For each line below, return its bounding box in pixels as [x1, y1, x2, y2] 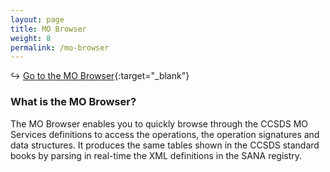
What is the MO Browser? [10, 95, 137, 109]
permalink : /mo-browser [10, 42, 110, 53]
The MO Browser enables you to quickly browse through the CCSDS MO [10, 117, 309, 130]
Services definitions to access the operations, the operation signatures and [10, 128, 320, 140]
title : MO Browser [10, 24, 87, 34]
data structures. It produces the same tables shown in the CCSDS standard [10, 139, 320, 151]
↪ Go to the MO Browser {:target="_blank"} [10, 70, 190, 82]
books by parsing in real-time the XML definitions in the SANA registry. [10, 149, 303, 161]
